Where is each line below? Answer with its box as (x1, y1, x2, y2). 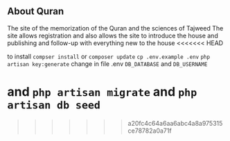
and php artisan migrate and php (7, 84, 197, 99)
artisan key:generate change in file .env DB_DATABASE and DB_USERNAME (7, 59, 208, 68)
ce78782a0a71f (127, 126, 172, 135)
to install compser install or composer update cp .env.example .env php (7, 52, 210, 60)
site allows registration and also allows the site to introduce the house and (7, 31, 218, 40)
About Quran (7, 6, 64, 17)
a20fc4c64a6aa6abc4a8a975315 (127, 119, 223, 127)
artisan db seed (7, 99, 100, 112)
